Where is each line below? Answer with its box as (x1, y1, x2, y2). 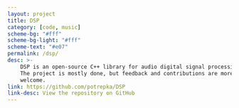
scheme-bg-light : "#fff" (7, 37, 81, 44)
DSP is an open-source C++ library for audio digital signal (20, 63, 205, 70)
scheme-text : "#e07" (7, 43, 69, 50)
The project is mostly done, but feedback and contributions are (20, 70, 218, 77)
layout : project (7, 10, 55, 18)
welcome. (20, 76, 46, 84)
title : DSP (7, 17, 40, 24)
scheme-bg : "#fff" (7, 30, 62, 38)
